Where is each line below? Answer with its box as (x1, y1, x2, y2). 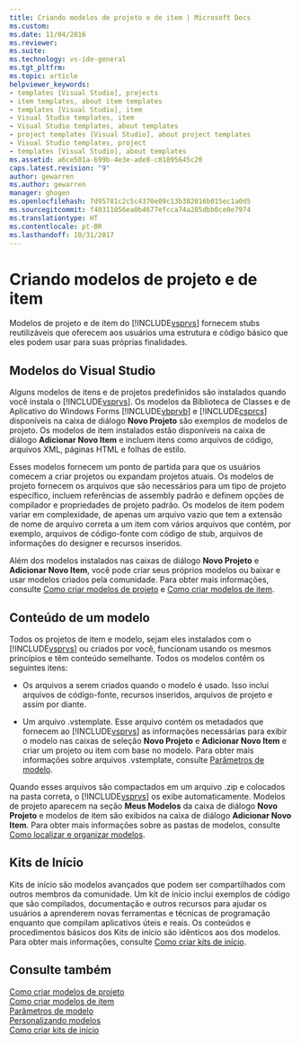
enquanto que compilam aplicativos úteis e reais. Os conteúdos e (9, 917, 252, 928)
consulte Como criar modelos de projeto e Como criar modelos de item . (9, 584, 275, 595)
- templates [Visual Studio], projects (9, 88, 159, 97)
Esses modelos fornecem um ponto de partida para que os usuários (9, 462, 261, 473)
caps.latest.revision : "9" (9, 164, 111, 173)
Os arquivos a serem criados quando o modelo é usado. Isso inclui (22, 679, 270, 690)
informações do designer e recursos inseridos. (9, 538, 182, 549)
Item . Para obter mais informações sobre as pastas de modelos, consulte (9, 819, 281, 830)
